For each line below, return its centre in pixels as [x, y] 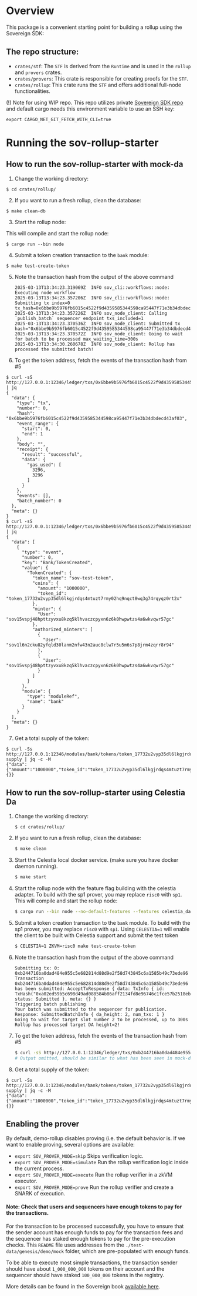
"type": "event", [43, 552]
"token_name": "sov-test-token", [73, 578]
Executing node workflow [45, 292]
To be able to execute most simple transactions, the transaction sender [92, 1262]
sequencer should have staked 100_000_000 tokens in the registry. [85, 1275]
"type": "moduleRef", [54, 696]
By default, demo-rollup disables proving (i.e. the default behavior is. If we [96, 1138]
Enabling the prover [43, 1124]
